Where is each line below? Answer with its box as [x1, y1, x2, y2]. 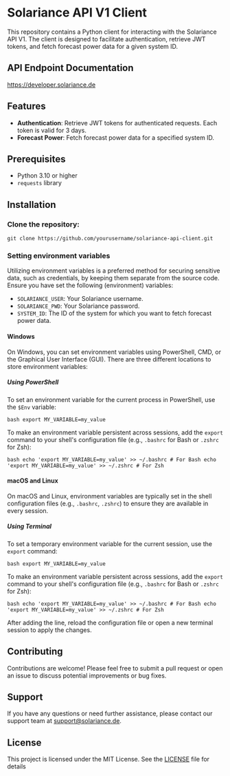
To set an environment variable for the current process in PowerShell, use [7, 395, 216, 403]
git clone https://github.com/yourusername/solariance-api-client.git [7, 235, 214, 242]
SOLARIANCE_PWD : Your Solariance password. [16, 302, 140, 311]
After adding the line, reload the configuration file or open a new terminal [7, 618, 214, 627]
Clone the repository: [7, 219, 80, 229]
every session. [7, 506, 49, 514]
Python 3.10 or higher [16, 171, 78, 180]
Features [7, 101, 46, 112]
